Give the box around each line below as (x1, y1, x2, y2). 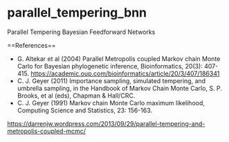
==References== (7, 41, 56, 49)
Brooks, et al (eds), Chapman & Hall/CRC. (17, 91, 136, 100)
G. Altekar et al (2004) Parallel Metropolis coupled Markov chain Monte (17, 54, 221, 63)
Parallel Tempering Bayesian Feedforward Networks (7, 28, 156, 36)
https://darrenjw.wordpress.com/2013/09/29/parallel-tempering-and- (7, 119, 205, 127)
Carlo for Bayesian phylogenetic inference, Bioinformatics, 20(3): (17, 62, 203, 70)
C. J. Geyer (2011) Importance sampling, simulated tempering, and (17, 76, 206, 85)
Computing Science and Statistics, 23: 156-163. (17, 106, 153, 114)
